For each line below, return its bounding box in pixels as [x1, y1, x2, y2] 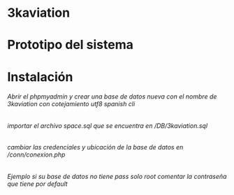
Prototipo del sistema [7, 37, 134, 53]
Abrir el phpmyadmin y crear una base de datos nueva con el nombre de [7, 92, 217, 101]
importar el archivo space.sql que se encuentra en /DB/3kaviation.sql [7, 121, 208, 130]
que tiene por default [7, 180, 68, 188]
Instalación [7, 68, 73, 85]
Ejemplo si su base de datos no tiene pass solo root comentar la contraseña [7, 172, 227, 180]
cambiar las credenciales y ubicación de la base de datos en [7, 143, 184, 152]
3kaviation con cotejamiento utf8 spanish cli [7, 100, 136, 108]
